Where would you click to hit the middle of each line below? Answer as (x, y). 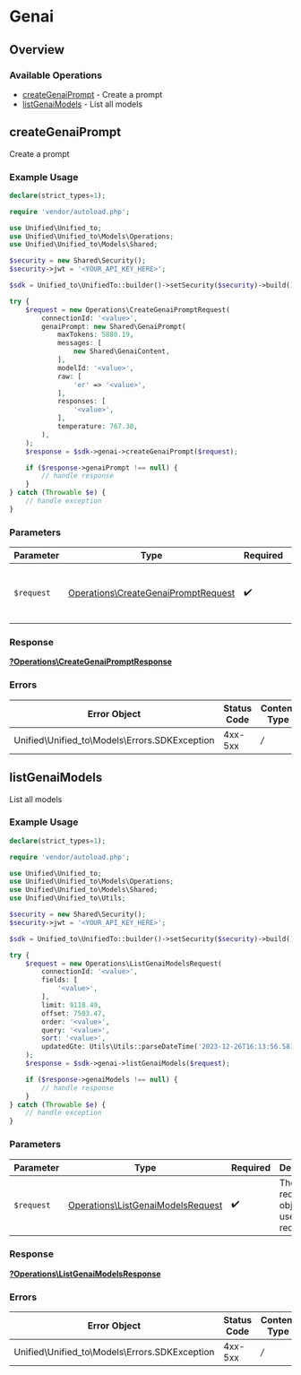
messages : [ (79, 343)
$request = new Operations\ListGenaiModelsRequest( (124, 964)
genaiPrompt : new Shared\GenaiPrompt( (114, 326)
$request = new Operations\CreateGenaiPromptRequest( (128, 310)
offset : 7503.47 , (73, 1013)
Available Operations (56, 75)
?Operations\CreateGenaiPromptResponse (91, 662)
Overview (37, 50)
